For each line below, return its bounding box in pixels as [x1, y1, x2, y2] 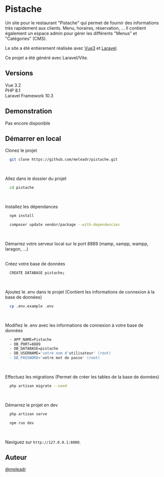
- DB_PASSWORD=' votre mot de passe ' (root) [9, 355, 100, 360]
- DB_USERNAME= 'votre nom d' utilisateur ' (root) [9, 351, 111, 356]
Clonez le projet [5, 147, 37, 154]
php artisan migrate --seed [9, 384, 67, 389]
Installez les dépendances [5, 204, 58, 210]
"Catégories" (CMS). [5, 36, 47, 42]
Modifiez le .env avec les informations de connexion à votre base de [5, 322, 144, 328]
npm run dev [9, 420, 34, 426]
